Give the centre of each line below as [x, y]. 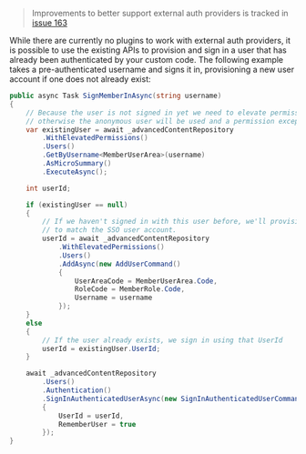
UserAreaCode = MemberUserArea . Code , [146, 281]
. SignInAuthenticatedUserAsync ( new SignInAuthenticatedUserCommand [173, 399]
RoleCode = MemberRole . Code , [129, 289]
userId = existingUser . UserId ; [102, 348]
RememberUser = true [97, 424]
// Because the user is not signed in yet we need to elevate [146, 113]
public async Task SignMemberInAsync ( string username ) [116, 96]
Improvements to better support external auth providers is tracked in [160, 13]
